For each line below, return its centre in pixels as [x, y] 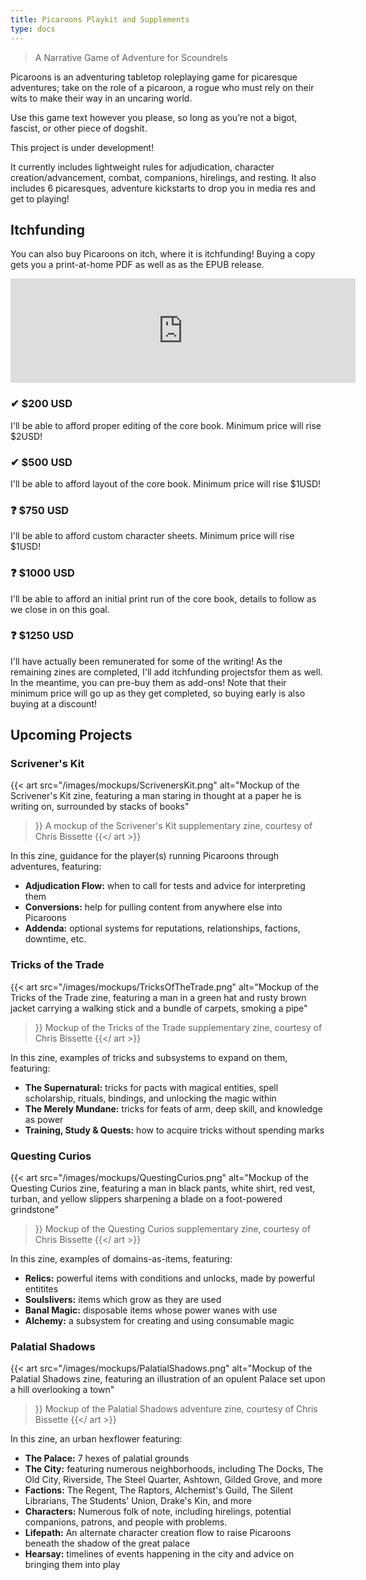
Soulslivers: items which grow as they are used [123, 1300]
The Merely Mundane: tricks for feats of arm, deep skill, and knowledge [173, 1108]
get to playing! [40, 198]
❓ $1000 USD [42, 573]
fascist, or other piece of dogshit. [79, 128]
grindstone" [35, 1210]
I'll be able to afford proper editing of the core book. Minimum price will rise [166, 425]
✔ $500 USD [41, 462]
